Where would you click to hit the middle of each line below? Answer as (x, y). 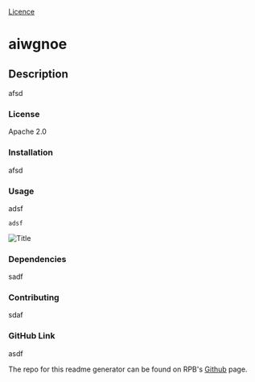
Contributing (34, 297)
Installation (31, 152)
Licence (21, 12)
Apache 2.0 (27, 131)
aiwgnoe (38, 44)
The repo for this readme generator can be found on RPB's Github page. (128, 369)
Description (38, 74)
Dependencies (37, 259)
